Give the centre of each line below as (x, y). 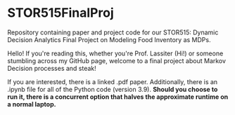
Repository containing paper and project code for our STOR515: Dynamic (113, 32)
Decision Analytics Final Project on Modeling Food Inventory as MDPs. (109, 39)
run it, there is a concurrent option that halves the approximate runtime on (118, 97)
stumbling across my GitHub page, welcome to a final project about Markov (117, 60)
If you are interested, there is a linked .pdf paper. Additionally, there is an (113, 81)
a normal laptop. (32, 104)
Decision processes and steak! (52, 68)
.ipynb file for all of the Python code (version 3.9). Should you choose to (113, 89)
